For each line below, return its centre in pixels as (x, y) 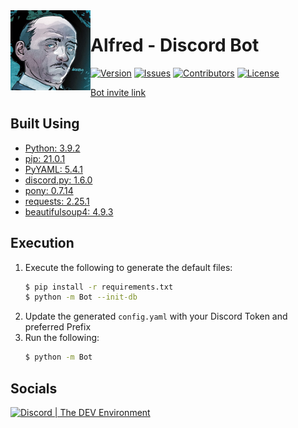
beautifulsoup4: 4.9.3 (69, 211)
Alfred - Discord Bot (175, 45)
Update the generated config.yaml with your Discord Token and (156, 316)
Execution (42, 243)
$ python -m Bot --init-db (81, 297)
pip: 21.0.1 (45, 158)
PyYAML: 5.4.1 (53, 169)
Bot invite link (118, 92)
